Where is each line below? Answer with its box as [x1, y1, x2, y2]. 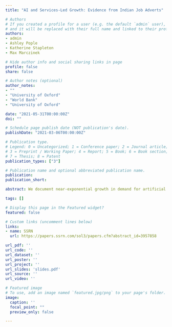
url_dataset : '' [5, 252, 40, 257]
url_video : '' [5, 276, 36, 281]
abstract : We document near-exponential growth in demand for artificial [5, 187, 166, 192]
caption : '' [10, 300, 36, 305]
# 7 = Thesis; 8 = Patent [5, 153, 60, 159]
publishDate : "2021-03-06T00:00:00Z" [5, 130, 86, 136]
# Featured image [5, 285, 42, 291]
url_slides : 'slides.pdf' [5, 266, 60, 272]
